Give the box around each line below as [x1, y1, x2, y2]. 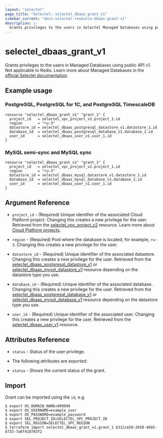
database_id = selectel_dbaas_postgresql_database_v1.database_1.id [9, 129, 153, 134]
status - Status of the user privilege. [12, 349, 85, 354]
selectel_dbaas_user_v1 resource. [12, 321, 79, 327]
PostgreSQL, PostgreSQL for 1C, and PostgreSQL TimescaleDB [5, 101, 155, 108]
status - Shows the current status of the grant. [12, 368, 106, 373]
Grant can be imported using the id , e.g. [5, 394, 86, 400]
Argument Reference [5, 199, 70, 207]
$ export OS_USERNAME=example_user [5, 408, 77, 413]
